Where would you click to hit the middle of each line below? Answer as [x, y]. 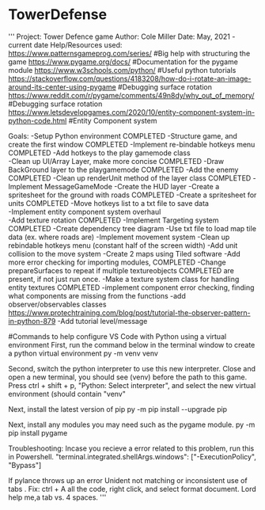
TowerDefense [58, 15]
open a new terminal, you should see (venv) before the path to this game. [128, 377]
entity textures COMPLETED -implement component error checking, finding [131, 287]
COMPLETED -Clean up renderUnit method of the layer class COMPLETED [130, 178]
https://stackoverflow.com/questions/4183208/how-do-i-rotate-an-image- [130, 78]
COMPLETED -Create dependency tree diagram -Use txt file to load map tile [132, 228]
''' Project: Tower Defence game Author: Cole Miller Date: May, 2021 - [122, 36]
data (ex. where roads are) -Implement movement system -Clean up [119, 237]
